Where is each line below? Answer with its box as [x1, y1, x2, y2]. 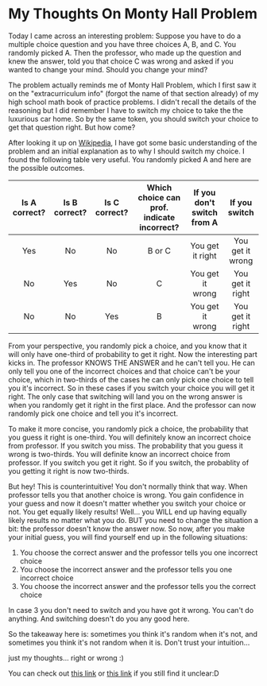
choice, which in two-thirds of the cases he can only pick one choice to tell [8, 374, 254, 384]
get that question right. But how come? [8, 122, 136, 132]
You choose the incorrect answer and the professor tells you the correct [19, 581, 257, 591]
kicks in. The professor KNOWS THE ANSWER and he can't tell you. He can [8, 358, 256, 367]
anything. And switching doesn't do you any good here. [8, 614, 190, 623]
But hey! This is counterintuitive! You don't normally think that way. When [8, 482, 248, 491]
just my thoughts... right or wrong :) [8, 653, 125, 662]
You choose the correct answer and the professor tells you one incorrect [19, 548, 258, 557]
